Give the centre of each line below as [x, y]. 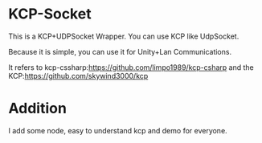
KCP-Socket [50, 14]
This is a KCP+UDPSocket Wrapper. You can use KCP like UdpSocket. [124, 36]
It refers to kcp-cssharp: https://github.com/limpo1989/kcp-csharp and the [131, 67]
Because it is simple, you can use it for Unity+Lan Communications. [120, 51]
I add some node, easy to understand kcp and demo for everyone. [118, 130]
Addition [37, 108]
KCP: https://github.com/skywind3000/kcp [78, 76]
